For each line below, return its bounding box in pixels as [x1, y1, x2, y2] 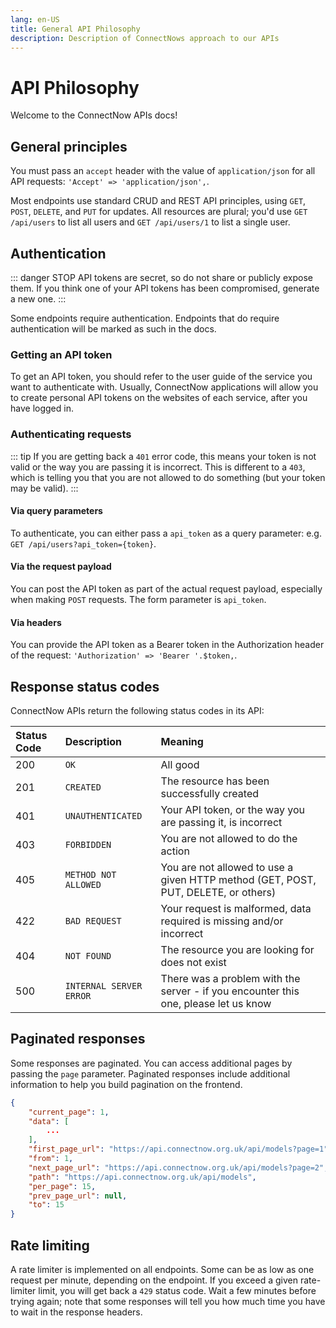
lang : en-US [10, 14, 60, 25]
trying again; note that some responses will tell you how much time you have [10, 1295, 326, 1307]
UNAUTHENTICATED [64, 810, 143, 821]
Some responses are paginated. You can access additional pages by [10, 1057, 293, 1069]
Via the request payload [10, 561, 112, 573]
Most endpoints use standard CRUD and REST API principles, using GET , [10, 195, 307, 207]
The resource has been [160, 774, 270, 788]
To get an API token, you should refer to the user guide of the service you [10, 371, 313, 383]
